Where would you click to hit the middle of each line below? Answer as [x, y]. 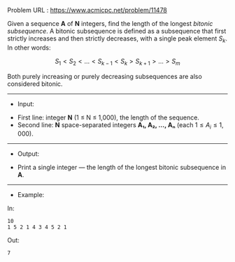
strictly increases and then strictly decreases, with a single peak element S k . [117, 39]
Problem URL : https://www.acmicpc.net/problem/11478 [87, 10]
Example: [31, 195]
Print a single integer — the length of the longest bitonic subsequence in [121, 168]
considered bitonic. [35, 84]
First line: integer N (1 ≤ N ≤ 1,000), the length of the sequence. [108, 117]
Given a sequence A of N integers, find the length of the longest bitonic [110, 23]
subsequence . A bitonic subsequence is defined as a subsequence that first [117, 31]
